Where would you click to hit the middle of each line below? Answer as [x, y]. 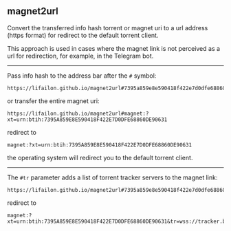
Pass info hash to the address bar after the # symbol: [82, 76]
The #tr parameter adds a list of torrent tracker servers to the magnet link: [112, 177]
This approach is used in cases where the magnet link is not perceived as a [114, 48]
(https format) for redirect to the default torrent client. [83, 35]
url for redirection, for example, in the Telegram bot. [80, 56]
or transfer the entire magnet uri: [53, 101]
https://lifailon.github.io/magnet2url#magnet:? [78, 113]
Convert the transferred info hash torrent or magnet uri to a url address [108, 27]
